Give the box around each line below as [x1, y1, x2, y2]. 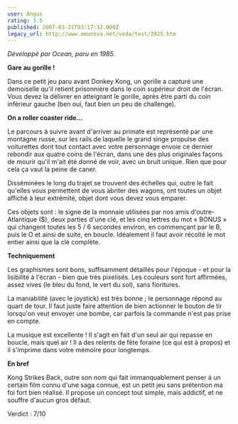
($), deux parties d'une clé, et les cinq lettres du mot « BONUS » [38, 215, 227, 224]
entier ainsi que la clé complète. [7, 238, 101, 246]
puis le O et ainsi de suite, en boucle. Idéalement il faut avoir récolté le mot [7, 230, 226, 239]
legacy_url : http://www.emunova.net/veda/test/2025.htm [7, 30, 176, 38]
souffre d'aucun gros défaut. [7, 396, 92, 405]
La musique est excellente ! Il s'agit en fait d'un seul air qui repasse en [7, 331, 213, 339]
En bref [7, 359, 30, 368]
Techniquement [7, 251, 55, 260]
